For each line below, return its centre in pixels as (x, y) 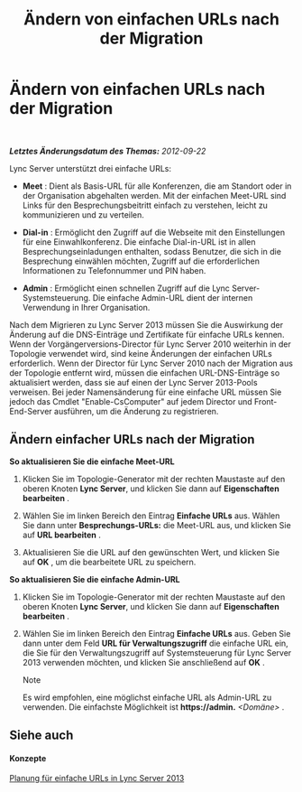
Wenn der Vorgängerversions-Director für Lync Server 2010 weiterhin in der (150, 344)
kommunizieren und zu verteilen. (83, 214)
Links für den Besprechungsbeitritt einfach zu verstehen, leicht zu (145, 205)
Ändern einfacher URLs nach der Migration (132, 439)
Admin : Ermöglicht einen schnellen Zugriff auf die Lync (126, 288)
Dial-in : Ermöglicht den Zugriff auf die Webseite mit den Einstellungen (154, 232)
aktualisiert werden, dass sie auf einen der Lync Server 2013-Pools (134, 382)
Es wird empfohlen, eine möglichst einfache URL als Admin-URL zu (147, 697)
